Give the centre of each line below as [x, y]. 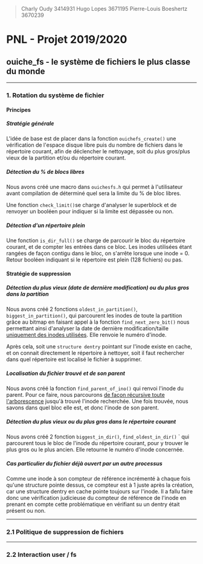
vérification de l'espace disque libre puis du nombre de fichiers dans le [95, 145]
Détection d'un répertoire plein [46, 225]
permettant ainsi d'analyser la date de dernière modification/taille [88, 328]
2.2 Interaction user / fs [41, 555]
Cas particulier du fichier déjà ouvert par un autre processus [85, 463]
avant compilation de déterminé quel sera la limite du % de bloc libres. [94, 193]
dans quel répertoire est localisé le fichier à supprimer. [74, 359]
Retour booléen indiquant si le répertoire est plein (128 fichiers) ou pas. [95, 260]
